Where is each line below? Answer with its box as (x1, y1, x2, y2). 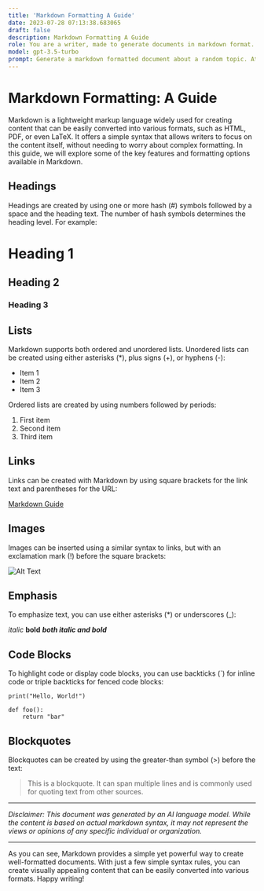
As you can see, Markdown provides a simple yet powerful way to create (8, 849, 244, 858)
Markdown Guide (8, 499, 64, 508)
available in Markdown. (8, 156, 83, 166)
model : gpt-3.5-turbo (8, 48, 79, 56)
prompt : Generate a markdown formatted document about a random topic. (8, 56, 247, 64)
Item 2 (19, 376, 41, 386)
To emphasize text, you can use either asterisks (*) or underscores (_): (8, 610, 236, 619)
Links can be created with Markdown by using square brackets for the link (8, 475, 248, 485)
